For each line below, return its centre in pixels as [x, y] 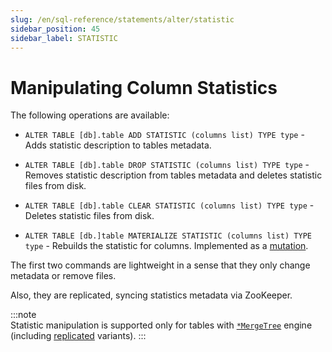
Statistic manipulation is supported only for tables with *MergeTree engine [161, 325]
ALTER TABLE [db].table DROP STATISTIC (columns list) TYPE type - [167, 165]
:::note [23, 315]
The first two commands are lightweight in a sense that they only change [160, 265]
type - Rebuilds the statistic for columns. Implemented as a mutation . [166, 246]
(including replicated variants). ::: [78, 336]
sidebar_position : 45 [55, 29]
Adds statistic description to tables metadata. [118, 145]
